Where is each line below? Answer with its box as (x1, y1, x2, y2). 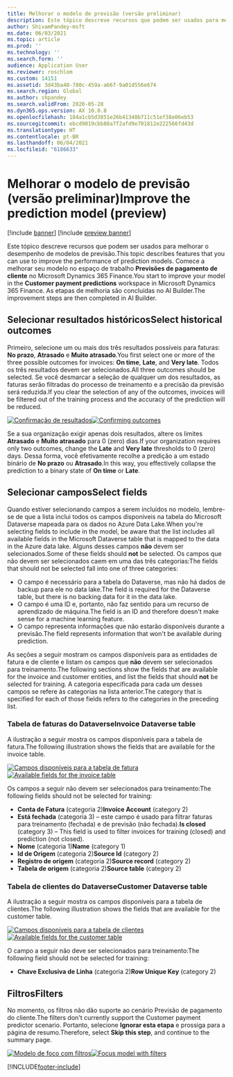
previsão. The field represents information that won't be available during (17, 629, 222, 637)
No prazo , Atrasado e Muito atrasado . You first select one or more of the (7, 351, 215, 359)
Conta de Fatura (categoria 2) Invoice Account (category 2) (17, 805, 189, 813)
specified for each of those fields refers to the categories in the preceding (7, 694, 219, 703)
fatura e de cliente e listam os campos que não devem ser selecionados (7, 657, 213, 666)
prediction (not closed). (17, 834, 85, 843)
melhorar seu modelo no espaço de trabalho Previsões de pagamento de (7, 264, 218, 272)
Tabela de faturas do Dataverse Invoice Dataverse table (7, 719, 196, 729)
